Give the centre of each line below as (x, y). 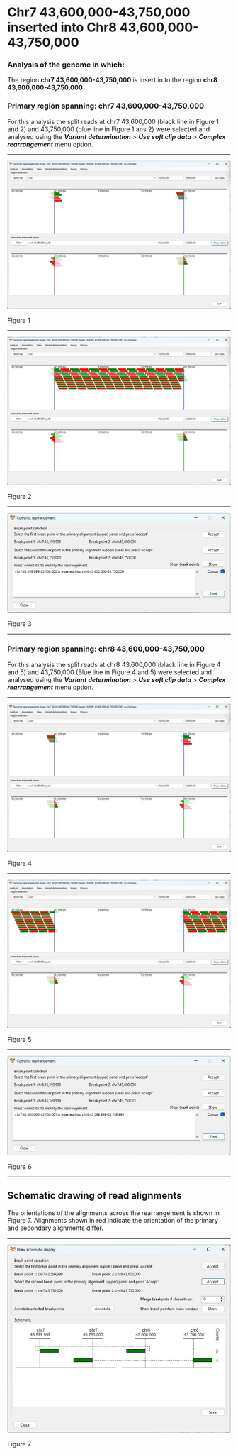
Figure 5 (19, 1039)
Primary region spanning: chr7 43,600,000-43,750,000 (106, 106)
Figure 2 (19, 497)
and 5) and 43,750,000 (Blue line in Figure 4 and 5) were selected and (110, 672)
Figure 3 (19, 624)
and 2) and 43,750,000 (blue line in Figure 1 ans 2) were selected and (109, 129)
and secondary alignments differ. (56, 1228)
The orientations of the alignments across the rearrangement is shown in (113, 1213)
